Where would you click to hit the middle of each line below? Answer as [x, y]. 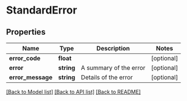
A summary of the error [113, 68]
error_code [25, 58]
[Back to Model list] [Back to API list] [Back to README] [74, 92]
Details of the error [107, 77]
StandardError [42, 10]
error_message [31, 77]
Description [113, 48]
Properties [26, 32]
